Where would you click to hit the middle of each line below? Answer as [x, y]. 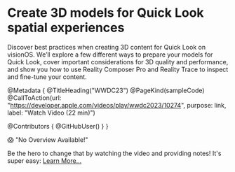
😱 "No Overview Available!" [48, 139]
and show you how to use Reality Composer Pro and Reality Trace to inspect [118, 69]
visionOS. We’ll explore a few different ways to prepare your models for [110, 55]
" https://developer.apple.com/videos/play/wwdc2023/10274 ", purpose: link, [117, 105]
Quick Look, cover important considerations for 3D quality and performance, [118, 62]
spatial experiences [66, 28]
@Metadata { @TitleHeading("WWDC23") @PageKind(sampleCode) [106, 90]
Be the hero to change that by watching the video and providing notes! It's [114, 153]
